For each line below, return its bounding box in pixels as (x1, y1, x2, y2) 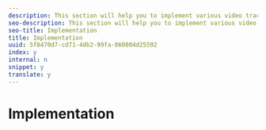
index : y (8, 48, 37, 56)
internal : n (8, 56, 47, 64)
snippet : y (8, 63, 44, 71)
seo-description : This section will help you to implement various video (8, 19, 257, 27)
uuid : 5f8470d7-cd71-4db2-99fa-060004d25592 (8, 41, 158, 49)
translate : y (8, 71, 51, 78)
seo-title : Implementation (8, 26, 97, 34)
